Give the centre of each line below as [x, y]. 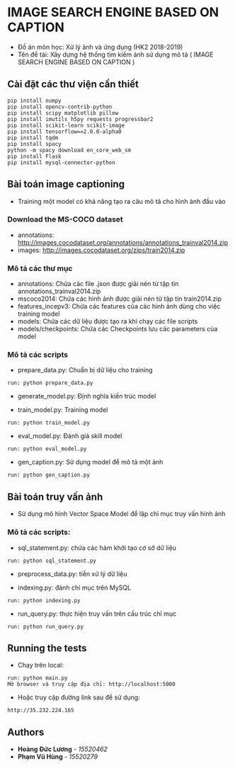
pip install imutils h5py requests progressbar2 [80, 119]
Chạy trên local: [40, 665]
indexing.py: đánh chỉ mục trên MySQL [74, 588]
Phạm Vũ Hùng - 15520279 [58, 757]
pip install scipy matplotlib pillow [63, 113]
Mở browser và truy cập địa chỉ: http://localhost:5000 [91, 684]
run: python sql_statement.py [52, 561]
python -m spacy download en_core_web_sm [69, 150]
